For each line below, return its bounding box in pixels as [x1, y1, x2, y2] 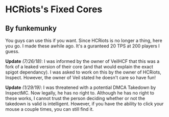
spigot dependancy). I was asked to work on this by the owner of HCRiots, [5, 69, 162, 75]
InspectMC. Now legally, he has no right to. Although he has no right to [5, 90, 155, 96]
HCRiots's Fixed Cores [5, 4, 103, 15]
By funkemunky [5, 24, 57, 33]
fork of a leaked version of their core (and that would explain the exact [5, 64, 153, 69]
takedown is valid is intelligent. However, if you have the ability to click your [5, 101, 164, 107]
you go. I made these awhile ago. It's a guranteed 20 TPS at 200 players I [5, 43, 160, 49]
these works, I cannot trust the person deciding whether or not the [5, 96, 146, 101]
